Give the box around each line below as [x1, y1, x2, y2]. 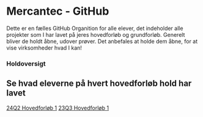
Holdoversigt [6, 59, 46, 68]
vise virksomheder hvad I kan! [6, 44, 83, 51]
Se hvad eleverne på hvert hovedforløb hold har [6, 78, 192, 89]
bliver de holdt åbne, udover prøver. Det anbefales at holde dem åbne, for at [6, 37, 198, 45]
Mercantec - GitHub [6, 4, 109, 18]
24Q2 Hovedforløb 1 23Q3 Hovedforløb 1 [6, 104, 109, 111]
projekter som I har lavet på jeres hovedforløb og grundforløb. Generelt [6, 31, 185, 38]
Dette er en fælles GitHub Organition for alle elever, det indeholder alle [6, 25, 183, 32]
